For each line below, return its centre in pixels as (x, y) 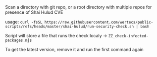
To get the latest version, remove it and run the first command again (74, 49)
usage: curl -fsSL (24, 22)
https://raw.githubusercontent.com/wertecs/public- (99, 22)
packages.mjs (19, 40)
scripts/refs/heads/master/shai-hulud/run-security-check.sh (70, 27)
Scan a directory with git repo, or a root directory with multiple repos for (78, 7)
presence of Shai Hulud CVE (34, 12)
